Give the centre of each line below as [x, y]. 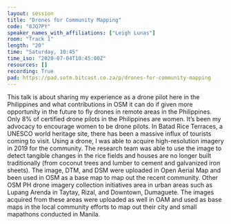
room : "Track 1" [30, 39]
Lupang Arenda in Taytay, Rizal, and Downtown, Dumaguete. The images [111, 192]
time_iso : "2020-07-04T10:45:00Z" [57, 59]
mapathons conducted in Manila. [54, 214]
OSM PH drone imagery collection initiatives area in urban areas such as [110, 185]
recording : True [30, 71]
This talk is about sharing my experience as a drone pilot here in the [103, 97]
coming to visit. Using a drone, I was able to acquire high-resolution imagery [115, 141]
